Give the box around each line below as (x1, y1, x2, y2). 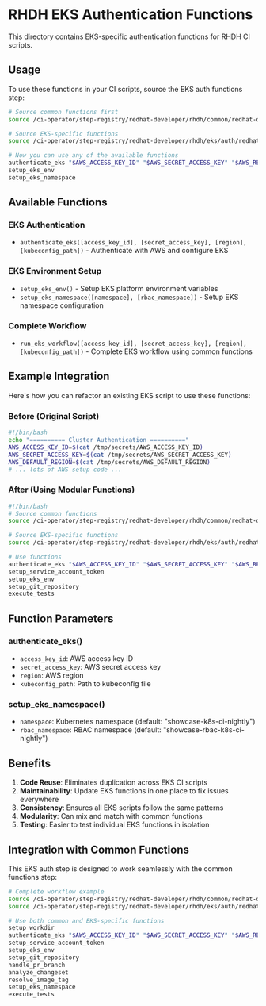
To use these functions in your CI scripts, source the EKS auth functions (8, 84, 243, 94)
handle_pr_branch (8, 961, 66, 969)
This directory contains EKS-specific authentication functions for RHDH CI (8, 32, 251, 41)
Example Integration (8, 370, 110, 383)
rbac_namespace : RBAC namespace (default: (19, 725, 162, 735)
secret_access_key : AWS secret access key (19, 662, 161, 671)
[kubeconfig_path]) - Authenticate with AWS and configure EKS (19, 246, 229, 255)
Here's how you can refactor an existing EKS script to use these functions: (8, 390, 251, 400)
